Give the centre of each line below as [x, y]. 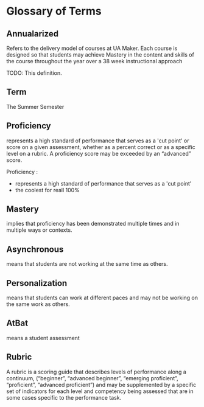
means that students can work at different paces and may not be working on [102, 298]
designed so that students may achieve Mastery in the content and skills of [100, 55]
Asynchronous [35, 249]
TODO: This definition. [34, 73]
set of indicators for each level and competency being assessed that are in [100, 391]
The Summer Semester [35, 106]
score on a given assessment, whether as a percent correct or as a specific [101, 147]
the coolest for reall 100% [47, 190]
